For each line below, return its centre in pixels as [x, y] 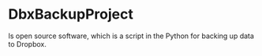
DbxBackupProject [71, 14]
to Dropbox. [28, 44]
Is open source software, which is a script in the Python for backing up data [131, 36]
